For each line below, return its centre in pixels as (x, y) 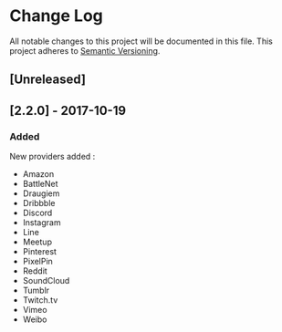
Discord (37, 213)
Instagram (42, 223)
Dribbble (39, 203)
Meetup (37, 242)
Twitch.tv (40, 300)
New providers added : (52, 157)
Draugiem (41, 193)
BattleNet (40, 184)
